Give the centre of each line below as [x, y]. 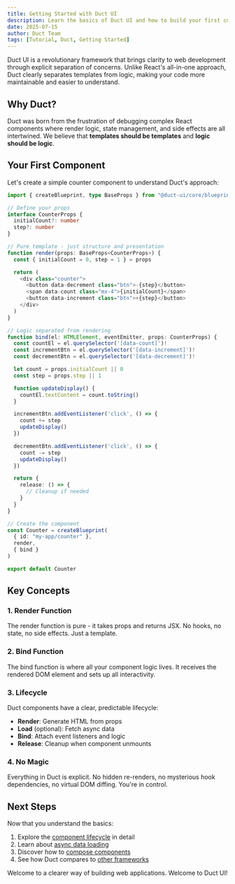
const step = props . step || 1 [57, 376]
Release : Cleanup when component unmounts [84, 744]
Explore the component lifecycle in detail [76, 837]
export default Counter [42, 569]
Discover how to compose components [74, 852]
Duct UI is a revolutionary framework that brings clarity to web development [116, 60]
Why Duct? [32, 104]
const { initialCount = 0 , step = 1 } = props [83, 259]
